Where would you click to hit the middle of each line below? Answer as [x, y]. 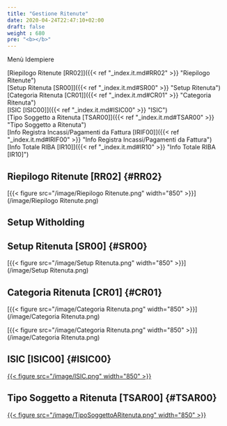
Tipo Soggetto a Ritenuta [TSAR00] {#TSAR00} [112, 398]
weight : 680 [26, 33]
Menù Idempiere [31, 59]
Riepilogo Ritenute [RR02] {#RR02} [85, 176]
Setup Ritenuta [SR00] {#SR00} [77, 246]
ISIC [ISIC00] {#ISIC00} [59, 359]
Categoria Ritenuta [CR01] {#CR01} [85, 292]
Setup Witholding [46, 223]
